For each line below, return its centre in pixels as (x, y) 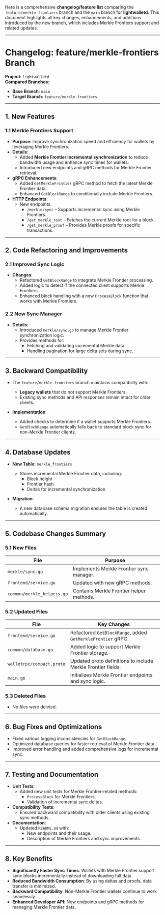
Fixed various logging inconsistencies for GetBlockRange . (69, 739)
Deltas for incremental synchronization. (67, 489)
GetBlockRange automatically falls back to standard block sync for (85, 427)
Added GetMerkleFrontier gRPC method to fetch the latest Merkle (86, 183)
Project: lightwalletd (27, 76)
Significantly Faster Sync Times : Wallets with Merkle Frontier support (83, 870)
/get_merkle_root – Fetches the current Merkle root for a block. (91, 220)
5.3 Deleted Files (26, 696)
